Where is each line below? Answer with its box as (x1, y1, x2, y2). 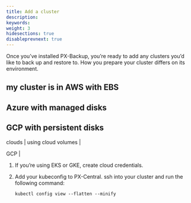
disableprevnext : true (6, 36, 62, 42)
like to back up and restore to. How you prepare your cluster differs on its (6, 59, 185, 66)
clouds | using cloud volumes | (6, 138, 81, 145)
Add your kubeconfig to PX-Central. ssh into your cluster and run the (14, 173, 183, 180)
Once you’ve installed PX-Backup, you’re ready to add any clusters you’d (6, 53, 185, 59)
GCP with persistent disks (6, 123, 104, 133)
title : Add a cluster (6, 8, 60, 15)
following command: (14, 179, 65, 186)
